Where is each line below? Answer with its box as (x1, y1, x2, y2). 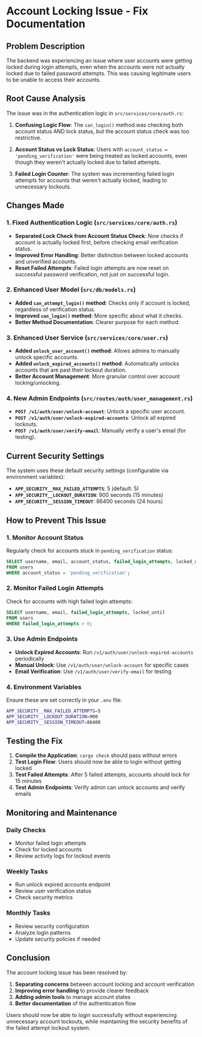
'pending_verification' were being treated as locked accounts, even (14, 152, 188, 159)
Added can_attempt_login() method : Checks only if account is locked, (14, 299, 191, 307)
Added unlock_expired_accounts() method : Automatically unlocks (14, 360, 179, 367)
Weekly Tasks (6, 867, 48, 876)
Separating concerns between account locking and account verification (14, 980, 195, 988)
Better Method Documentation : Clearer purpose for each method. (14, 318, 180, 326)
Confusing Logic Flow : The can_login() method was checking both (14, 121, 183, 128)
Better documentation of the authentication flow (14, 1000, 136, 1007)
